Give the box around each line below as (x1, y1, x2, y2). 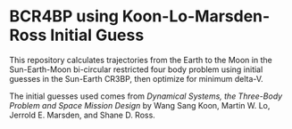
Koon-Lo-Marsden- (121, 6, 271, 27)
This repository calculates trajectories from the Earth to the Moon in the (9, 54, 272, 65)
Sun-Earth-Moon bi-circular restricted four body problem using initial (9, 64, 263, 75)
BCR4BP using (9, 6, 119, 27)
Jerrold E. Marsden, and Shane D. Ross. (9, 109, 156, 120)
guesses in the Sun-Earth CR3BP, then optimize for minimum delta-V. (9, 73, 263, 84)
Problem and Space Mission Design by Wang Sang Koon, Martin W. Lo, (9, 100, 271, 110)
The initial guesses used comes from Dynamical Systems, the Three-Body (9, 91, 283, 101)
